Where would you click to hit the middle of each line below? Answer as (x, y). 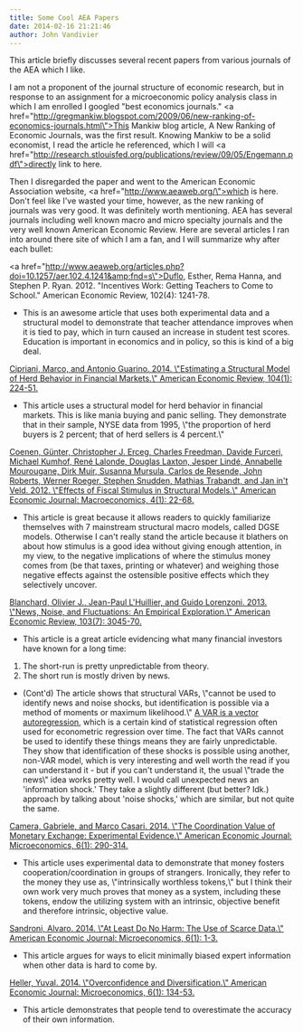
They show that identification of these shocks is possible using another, (156, 751)
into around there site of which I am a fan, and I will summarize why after (145, 240)
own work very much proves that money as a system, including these (151, 892)
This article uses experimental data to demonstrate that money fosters (153, 863)
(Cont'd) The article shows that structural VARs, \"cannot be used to (149, 694)
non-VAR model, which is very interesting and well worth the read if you (156, 761)
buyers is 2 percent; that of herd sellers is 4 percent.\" (123, 434)
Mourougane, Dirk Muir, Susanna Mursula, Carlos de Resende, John (136, 471)
